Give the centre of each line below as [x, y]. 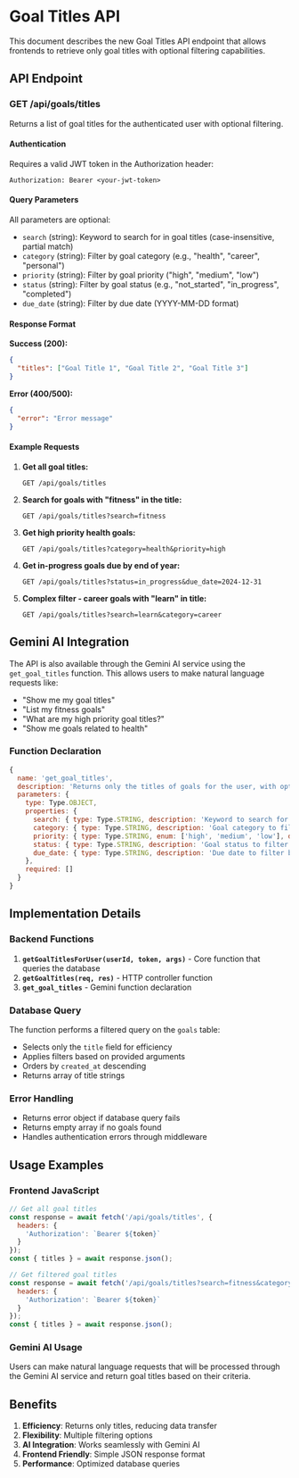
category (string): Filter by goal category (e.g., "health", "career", [141, 256]
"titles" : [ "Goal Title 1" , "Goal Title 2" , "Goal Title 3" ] [133, 369]
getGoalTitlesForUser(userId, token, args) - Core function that [141, 959]
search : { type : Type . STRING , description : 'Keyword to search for [161, 820]
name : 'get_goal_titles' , [65, 778]
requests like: [34, 682]
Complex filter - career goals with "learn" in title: [114, 598]
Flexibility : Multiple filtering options [87, 1435]
